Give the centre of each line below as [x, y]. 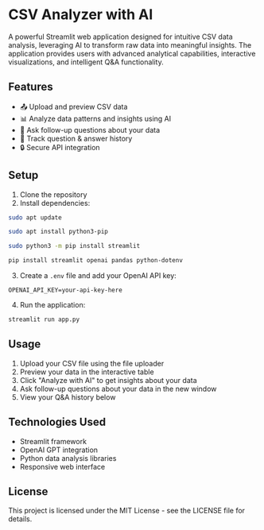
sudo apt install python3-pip [58, 232]
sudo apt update [35, 217]
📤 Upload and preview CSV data [74, 106]
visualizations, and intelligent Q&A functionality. [86, 62]
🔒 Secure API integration [60, 147]
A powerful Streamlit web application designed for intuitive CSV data [120, 37]
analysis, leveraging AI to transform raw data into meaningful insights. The [130, 44]
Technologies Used [57, 422]
